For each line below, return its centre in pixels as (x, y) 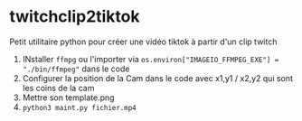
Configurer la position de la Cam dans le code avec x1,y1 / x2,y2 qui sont (158, 78)
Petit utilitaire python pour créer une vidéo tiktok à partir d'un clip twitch (143, 42)
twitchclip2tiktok (75, 17)
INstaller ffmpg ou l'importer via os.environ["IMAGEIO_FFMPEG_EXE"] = (151, 59)
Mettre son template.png (68, 98)
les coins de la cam (58, 88)
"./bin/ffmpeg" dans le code (76, 69)
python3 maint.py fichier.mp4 (80, 107)
